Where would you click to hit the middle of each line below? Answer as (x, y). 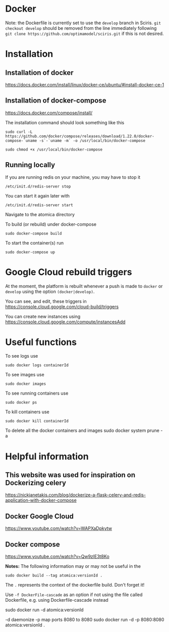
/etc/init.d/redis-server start (39, 205)
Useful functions (41, 342)
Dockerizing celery (36, 483)
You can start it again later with (37, 196)
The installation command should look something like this (65, 122)
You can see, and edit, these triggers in (46, 301)
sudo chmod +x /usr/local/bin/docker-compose (54, 150)
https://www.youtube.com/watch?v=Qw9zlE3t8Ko (57, 557)
